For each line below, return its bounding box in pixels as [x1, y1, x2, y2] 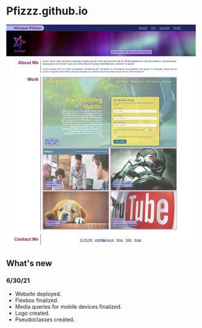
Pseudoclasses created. [14, 315, 75, 323]
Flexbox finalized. [14, 297, 59, 304]
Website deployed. [14, 290, 62, 297]
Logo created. [14, 309, 50, 317]
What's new [6, 258, 52, 269]
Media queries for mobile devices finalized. [14, 303, 122, 310]
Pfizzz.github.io [6, 4, 88, 18]
